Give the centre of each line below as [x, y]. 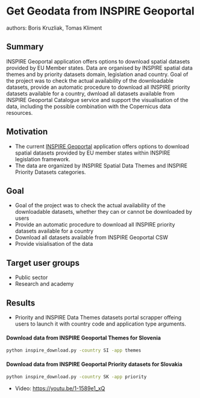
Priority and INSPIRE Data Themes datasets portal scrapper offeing [98, 317]
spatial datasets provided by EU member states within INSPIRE [92, 153]
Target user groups [43, 263]
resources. [20, 112]
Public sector [31, 278]
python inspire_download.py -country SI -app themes [74, 351]
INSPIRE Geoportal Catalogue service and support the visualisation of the [97, 100]
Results [21, 303]
